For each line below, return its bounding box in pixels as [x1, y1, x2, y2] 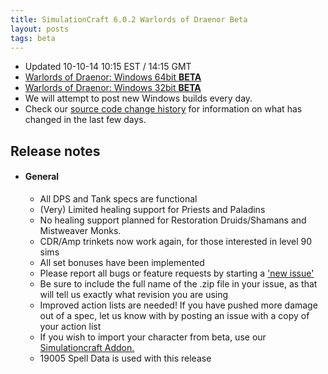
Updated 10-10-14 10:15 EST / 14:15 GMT [24, 61, 192, 73]
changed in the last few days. [24, 114, 147, 126]
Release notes [10, 142, 101, 160]
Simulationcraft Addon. [39, 341, 135, 353]
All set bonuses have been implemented [39, 256, 205, 268]
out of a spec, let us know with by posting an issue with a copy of [39, 309, 310, 321]
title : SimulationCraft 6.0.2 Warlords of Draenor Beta [10, 14, 248, 25]
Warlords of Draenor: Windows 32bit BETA [24, 82, 202, 94]
